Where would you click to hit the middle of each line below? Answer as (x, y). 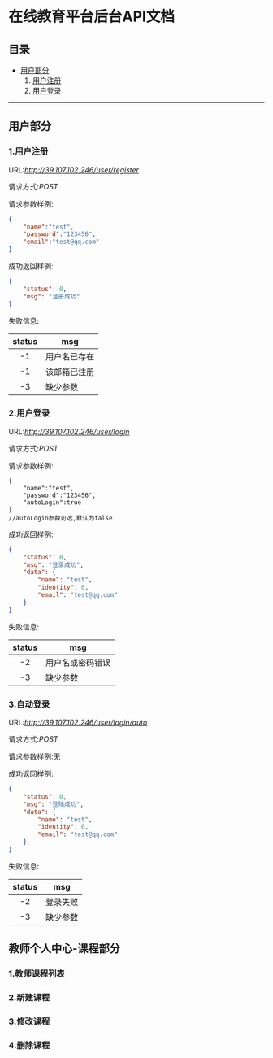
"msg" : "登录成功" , (53, 565)
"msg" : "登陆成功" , (53, 804)
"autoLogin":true (52, 502)
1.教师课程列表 (37, 974)
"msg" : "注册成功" (52, 296)
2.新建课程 (29, 998)
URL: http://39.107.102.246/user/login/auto (78, 723)
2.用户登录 (29, 413)
